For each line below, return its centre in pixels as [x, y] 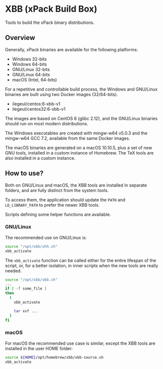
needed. [13, 271]
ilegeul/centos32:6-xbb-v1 [39, 109]
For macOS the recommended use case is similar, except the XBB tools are [80, 343]
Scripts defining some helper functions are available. [58, 214]
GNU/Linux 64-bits [31, 75]
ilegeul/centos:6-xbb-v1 [36, 104]
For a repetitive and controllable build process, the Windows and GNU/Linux [81, 89]
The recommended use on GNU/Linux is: [46, 237]
